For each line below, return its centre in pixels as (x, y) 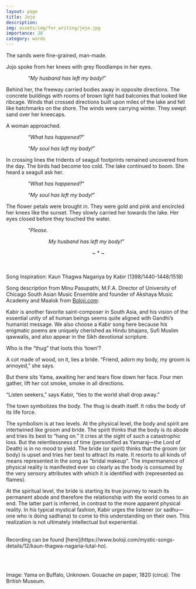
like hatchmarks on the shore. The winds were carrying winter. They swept (96, 108)
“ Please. (38, 230)
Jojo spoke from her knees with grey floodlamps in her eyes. (79, 67)
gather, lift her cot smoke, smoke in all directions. (65, 383)
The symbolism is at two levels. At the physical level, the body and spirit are (97, 423)
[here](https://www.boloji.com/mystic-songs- (120, 539)
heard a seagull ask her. (35, 172)
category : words (26, 39)
